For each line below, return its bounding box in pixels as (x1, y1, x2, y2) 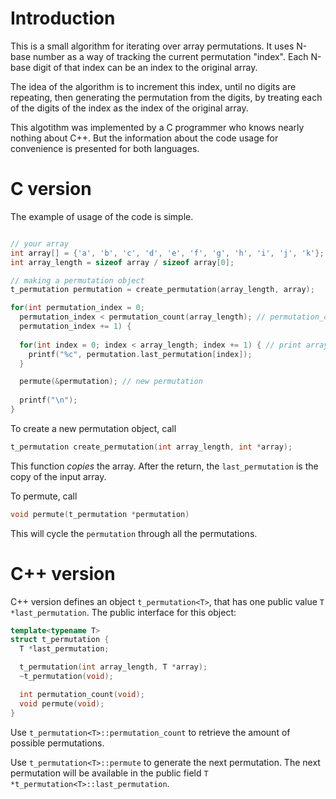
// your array (10, 238, 70, 249)
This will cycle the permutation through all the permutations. (10, 527, 258, 539)
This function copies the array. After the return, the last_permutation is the (10, 460, 319, 472)
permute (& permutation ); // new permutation (19, 377, 203, 387)
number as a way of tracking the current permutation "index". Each (33, 50, 309, 62)
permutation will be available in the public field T (10, 767, 209, 779)
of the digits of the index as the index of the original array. (10, 102, 249, 114)
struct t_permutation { (10, 635, 110, 645)
